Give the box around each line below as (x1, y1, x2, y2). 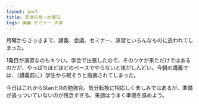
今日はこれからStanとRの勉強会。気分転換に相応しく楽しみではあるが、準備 (6, 84, 193, 92)
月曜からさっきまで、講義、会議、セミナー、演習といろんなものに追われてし (6, 37, 194, 44)
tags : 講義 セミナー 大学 (6, 20, 64, 26)
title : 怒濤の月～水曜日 (6, 14, 61, 20)
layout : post (6, 8, 39, 15)
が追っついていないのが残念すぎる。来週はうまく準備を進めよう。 (6, 92, 168, 99)
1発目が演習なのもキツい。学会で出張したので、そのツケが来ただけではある (6, 57, 191, 64)
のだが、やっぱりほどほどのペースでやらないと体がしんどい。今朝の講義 (6, 64, 184, 71)
